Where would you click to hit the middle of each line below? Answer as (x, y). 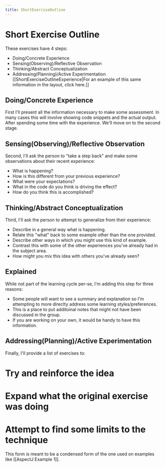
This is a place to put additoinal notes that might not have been (77, 309)
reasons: (14, 289)
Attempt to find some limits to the (75, 430)
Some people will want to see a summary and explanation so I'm (78, 299)
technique (27, 440)
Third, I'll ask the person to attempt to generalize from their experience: (78, 220)
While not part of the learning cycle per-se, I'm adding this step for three (79, 284)
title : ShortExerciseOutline (35, 10)
